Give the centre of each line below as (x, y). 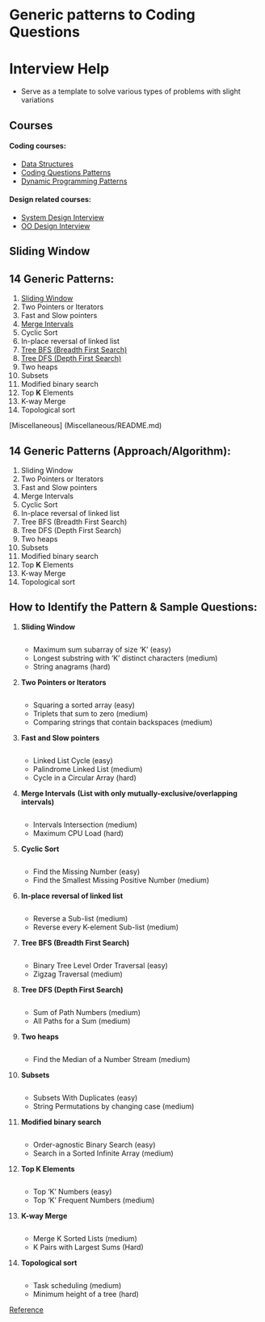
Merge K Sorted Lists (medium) (85, 1238)
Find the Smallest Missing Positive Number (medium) (121, 880)
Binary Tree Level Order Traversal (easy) (100, 965)
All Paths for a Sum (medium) (82, 1021)
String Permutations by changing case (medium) (114, 1106)
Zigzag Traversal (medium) (78, 974)
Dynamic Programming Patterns (74, 181)
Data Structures (47, 164)
